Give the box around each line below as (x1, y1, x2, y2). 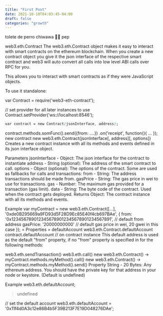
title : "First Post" (5, 7, 47, 12)
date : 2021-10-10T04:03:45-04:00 (5, 12, 73, 17)
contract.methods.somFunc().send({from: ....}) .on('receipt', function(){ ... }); (5, 130, 158, 136)
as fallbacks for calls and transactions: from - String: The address (5, 171, 137, 176)
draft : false (5, 16, 32, 21)
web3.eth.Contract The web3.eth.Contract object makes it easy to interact (5, 43, 154, 49)
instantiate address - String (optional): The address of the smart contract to (5, 160, 156, 166)
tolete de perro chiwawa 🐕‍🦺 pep (5, 34, 70, 40)
